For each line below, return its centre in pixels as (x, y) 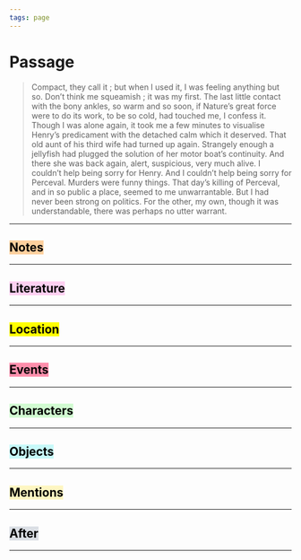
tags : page (30, 17)
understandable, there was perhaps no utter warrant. (129, 211)
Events (29, 370)
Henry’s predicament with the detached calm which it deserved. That (159, 135)
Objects (32, 452)
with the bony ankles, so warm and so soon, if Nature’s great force (154, 106)
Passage (42, 61)
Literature (37, 288)
